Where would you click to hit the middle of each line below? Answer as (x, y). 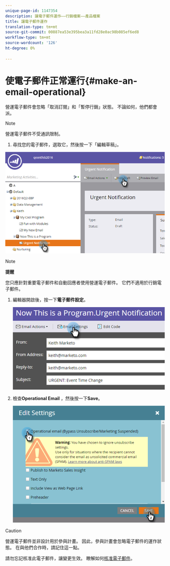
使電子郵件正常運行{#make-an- (71, 81)
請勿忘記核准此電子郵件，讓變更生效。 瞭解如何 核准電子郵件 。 (70, 558)
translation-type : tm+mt (31, 27)
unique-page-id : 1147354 (31, 11)
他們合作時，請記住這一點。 (53, 547)
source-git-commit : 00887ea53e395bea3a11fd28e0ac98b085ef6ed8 (72, 32)
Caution (13, 530)
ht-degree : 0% (20, 48)
